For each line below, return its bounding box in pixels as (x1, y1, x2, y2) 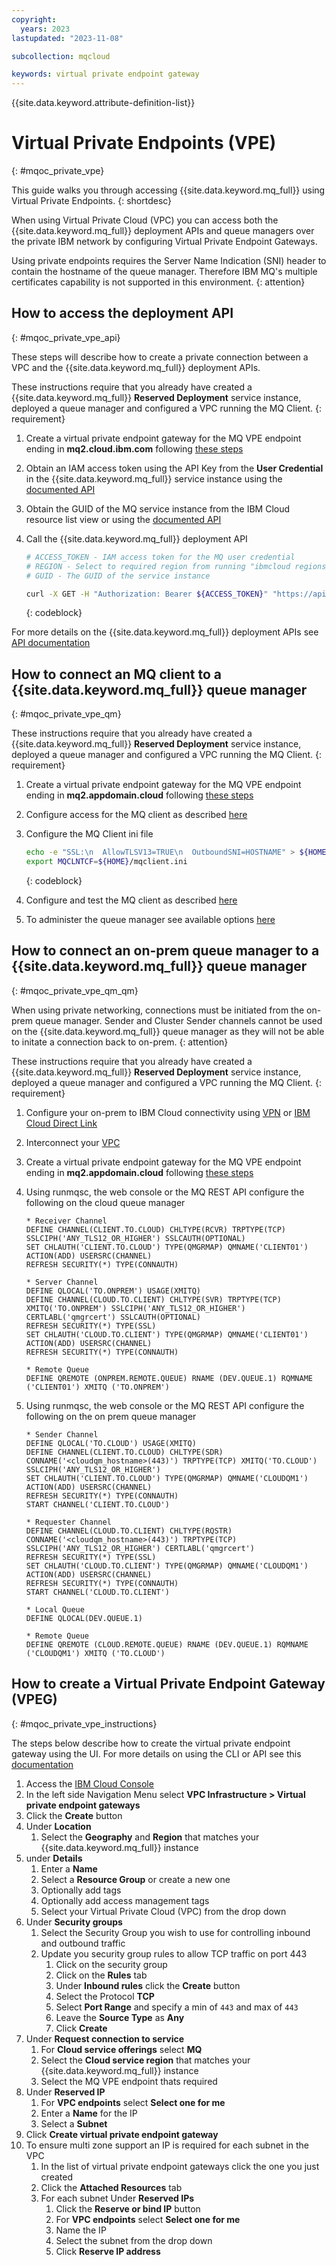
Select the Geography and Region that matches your (40, 1831, 260, 1843)
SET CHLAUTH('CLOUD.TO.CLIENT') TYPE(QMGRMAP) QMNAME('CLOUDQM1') (25, 1561, 309, 1571)
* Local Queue (25, 1604, 85, 1615)
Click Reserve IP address (55, 2245, 161, 2257)
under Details (25, 1852, 83, 1864)
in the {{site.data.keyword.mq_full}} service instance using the (25, 472, 283, 485)
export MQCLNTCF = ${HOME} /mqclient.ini (25, 857, 188, 867)
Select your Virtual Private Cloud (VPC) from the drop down (40, 1905, 287, 1917)
